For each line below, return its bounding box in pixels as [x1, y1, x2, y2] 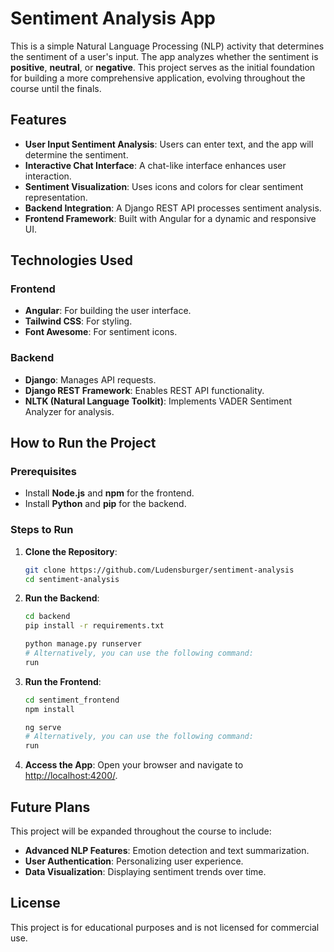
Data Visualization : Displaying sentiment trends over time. [24, 866, 267, 878]
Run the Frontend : [24, 675, 102, 687]
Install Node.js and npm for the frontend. [24, 487, 195, 499]
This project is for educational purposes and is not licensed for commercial [10, 921, 320, 933]
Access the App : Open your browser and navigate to [24, 759, 244, 771]
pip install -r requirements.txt [24, 621, 165, 631]
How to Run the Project [10, 435, 157, 452]
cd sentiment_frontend [24, 695, 120, 705]
